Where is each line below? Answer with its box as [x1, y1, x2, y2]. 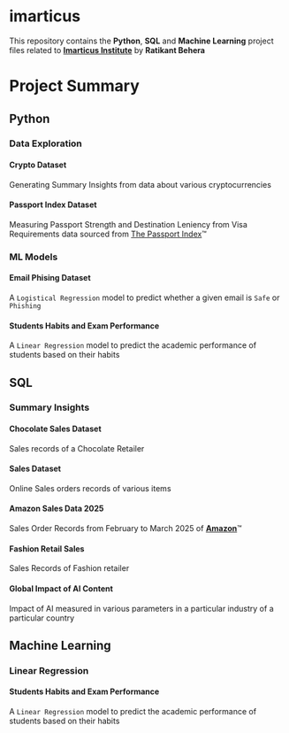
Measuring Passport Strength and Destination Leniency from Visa [9, 219, 247, 229]
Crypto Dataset [9, 159, 67, 170]
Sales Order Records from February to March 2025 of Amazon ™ [9, 523, 242, 534]
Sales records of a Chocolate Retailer [9, 443, 145, 453]
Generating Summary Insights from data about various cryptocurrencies [9, 179, 272, 189]
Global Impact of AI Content [9, 583, 113, 594]
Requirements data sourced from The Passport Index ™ [9, 228, 207, 239]
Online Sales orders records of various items [9, 482, 171, 493]
